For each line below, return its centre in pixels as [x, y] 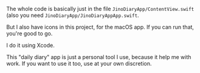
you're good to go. [29, 33]
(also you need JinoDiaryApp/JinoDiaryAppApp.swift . [73, 15]
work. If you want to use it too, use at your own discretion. [79, 64]
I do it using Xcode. [30, 45]
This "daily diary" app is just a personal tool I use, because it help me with [99, 57]
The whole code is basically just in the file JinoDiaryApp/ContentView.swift [100, 9]
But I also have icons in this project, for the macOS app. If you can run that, [100, 27]
